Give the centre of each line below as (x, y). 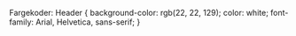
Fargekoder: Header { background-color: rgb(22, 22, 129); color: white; (139, 13)
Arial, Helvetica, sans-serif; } (88, 22)
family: (21, 22)
